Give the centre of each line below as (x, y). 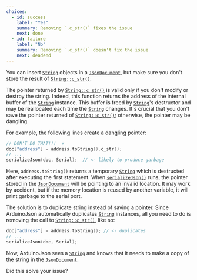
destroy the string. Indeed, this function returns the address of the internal (96, 96)
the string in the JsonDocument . (43, 259)
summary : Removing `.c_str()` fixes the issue (75, 28)
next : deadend (34, 55)
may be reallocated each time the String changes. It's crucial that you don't (98, 108)
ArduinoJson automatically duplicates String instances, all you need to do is (98, 214)
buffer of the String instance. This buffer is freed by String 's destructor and (98, 102)
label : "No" (31, 45)
